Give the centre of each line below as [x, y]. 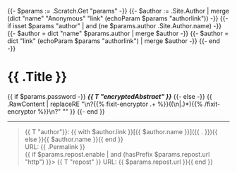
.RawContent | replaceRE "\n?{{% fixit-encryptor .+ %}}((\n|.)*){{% [105, 104]
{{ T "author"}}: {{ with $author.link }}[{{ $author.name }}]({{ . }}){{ [121, 131]
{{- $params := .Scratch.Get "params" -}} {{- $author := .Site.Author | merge [119, 11]
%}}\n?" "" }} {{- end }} [72, 111]
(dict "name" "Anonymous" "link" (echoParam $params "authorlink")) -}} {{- [118, 18]
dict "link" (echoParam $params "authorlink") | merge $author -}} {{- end [114, 41]
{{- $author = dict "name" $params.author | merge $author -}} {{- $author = [118, 33]
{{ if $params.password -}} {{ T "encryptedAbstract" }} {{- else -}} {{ [110, 96]
